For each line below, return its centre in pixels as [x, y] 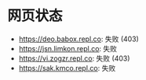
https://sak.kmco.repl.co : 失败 [67, 68]
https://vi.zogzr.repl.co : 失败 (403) [74, 58]
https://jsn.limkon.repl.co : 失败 [68, 48]
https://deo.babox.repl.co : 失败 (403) [78, 39]
